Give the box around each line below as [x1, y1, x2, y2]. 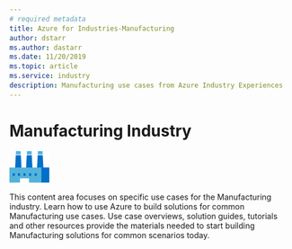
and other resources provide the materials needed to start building [9, 220, 255, 231]
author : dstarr [9, 33, 66, 42]
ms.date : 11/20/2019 [9, 52, 87, 62]
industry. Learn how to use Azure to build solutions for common [9, 200, 245, 211]
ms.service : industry [9, 72, 91, 81]
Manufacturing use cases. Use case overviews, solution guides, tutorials [9, 210, 279, 221]
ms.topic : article [9, 62, 78, 71]
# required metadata [9, 14, 87, 23]
